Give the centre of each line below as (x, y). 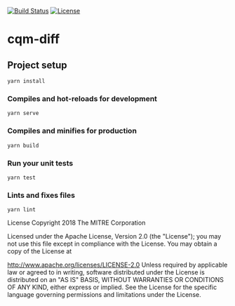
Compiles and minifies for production (72, 131)
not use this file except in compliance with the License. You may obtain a (112, 244)
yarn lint (22, 210)
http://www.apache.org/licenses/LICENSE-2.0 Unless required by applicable (117, 265)
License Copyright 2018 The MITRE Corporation (76, 223)
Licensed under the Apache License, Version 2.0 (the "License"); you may (114, 237)
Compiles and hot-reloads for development (82, 98)
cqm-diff (34, 39)
